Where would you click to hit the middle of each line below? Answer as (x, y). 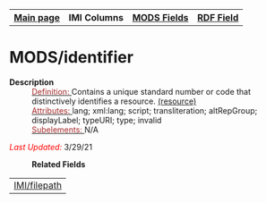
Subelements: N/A (65, 130)
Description (32, 82)
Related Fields (59, 164)
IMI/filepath (38, 185)
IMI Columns (96, 17)
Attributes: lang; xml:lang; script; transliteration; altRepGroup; (145, 110)
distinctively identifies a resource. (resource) (114, 101)
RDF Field (218, 17)
